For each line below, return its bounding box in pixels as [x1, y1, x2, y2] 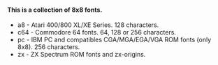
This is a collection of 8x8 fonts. [7, 6, 103, 14]
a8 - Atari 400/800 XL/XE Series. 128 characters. [17, 21, 159, 29]
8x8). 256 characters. [17, 43, 80, 51]
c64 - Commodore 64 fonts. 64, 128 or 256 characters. [17, 28, 177, 37]
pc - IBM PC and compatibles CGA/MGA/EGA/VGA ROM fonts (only [17, 35, 212, 44]
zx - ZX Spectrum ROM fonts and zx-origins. [17, 50, 146, 59]
